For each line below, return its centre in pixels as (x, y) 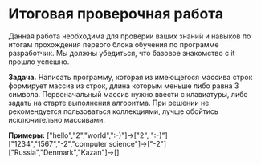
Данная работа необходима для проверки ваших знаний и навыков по (130, 36)
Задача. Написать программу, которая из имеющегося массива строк (130, 77)
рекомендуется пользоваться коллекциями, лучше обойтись (114, 111)
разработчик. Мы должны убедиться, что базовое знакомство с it (122, 53)
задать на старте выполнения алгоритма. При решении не (109, 103)
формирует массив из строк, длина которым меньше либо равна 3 (124, 86)
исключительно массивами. (57, 119)
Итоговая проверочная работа (116, 14)
